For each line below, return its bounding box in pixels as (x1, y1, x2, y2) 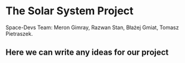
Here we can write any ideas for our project (5, 48, 169, 58)
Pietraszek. (5, 30, 33, 37)
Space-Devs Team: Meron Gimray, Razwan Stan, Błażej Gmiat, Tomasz (5, 24, 179, 31)
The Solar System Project (5, 4, 134, 18)
